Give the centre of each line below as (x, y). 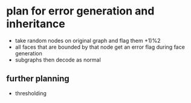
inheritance (36, 24)
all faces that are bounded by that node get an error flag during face (100, 47)
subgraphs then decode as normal (58, 60)
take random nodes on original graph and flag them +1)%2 (88, 40)
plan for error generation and (80, 11)
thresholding (31, 93)
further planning (38, 79)
